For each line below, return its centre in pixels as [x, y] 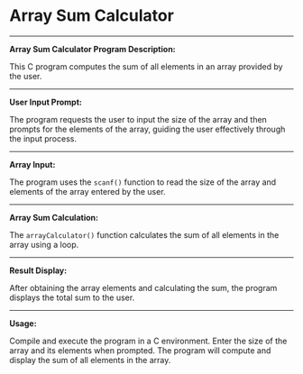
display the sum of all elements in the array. [90, 360]
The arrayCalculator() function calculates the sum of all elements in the [144, 234]
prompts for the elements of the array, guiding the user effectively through [147, 129]
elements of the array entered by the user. [87, 191]
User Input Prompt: [46, 102]
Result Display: [38, 270]
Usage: [23, 323]
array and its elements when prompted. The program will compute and [140, 350]
